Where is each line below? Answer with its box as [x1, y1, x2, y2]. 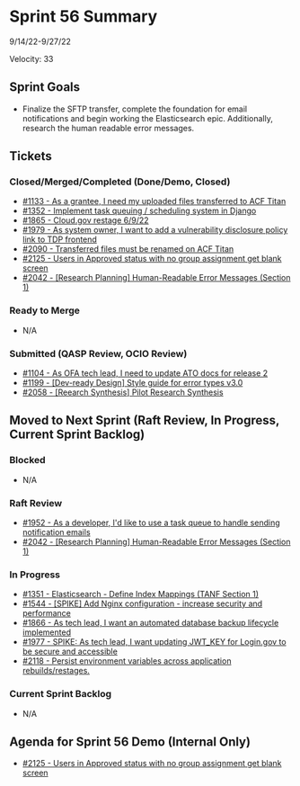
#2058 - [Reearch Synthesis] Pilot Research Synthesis [22, 387, 224, 397]
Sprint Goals [9, 79, 81, 95]
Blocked [9, 454, 47, 467]
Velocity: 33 [9, 53, 54, 64]
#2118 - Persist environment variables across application [22, 656, 232, 666]
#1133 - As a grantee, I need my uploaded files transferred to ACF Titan [22, 196, 287, 207]
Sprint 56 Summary [9, 6, 158, 27]
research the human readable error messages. [22, 122, 195, 133]
